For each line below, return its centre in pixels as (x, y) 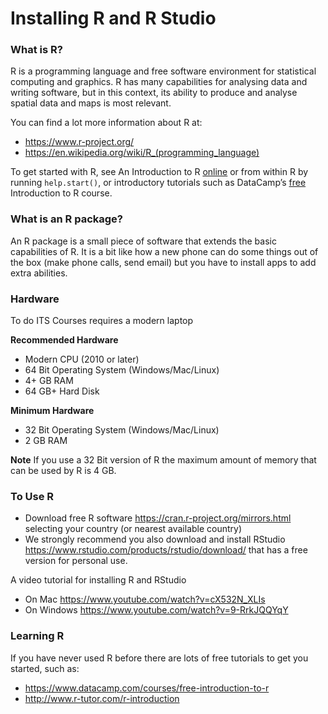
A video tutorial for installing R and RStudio (98, 580)
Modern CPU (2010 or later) (82, 359)
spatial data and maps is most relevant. (91, 103)
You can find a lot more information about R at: (106, 123)
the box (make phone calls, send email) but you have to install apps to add (163, 262)
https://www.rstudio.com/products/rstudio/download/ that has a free (166, 550)
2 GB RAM (46, 441)
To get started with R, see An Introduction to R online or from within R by (159, 172)
